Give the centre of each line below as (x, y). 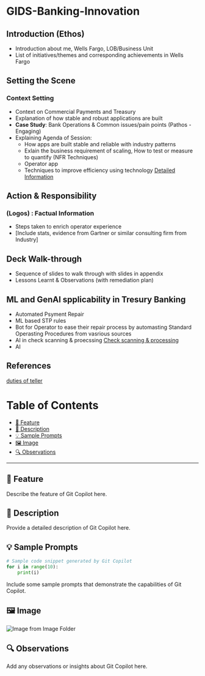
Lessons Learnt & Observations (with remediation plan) (84, 280)
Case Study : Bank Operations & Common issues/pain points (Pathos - (103, 124)
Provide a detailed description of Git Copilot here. (69, 528)
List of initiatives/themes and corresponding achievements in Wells (99, 55)
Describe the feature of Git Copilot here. (57, 494)
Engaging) (28, 131)
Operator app (41, 163)
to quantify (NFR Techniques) (61, 157)
